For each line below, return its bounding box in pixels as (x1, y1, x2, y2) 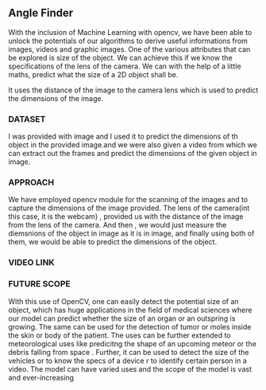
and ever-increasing (8, 372, 74, 382)
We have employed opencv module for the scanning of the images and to (8, 195, 249, 205)
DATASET (8, 113, 46, 124)
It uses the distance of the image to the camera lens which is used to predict (8, 85, 259, 95)
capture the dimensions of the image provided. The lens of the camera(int (8, 203, 250, 213)
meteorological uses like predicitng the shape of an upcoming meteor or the (8, 338, 256, 349)
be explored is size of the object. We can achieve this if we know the (8, 53, 233, 62)
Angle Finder (8, 6, 74, 20)
